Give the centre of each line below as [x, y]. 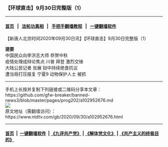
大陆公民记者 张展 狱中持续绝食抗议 [41, 67]
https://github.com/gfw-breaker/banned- [47, 95]
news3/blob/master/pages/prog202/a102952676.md [59, 100]
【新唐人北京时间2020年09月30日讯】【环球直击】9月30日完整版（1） [77, 38]
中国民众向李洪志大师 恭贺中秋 [36, 55]
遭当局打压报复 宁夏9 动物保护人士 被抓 [46, 74]
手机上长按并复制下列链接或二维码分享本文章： [53, 89]
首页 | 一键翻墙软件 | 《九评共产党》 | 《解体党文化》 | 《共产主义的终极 [80, 133]
